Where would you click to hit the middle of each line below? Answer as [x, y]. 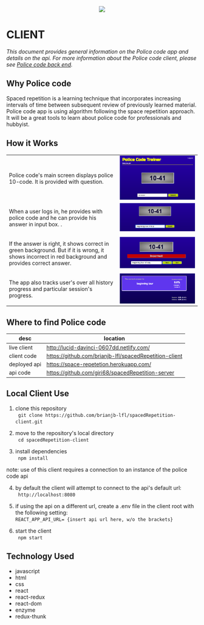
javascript [27, 571]
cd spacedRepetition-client [53, 440]
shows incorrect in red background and [58, 256]
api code [20, 373]
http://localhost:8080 [47, 495]
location [115, 338]
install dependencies [41, 451]
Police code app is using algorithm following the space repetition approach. [101, 111]
